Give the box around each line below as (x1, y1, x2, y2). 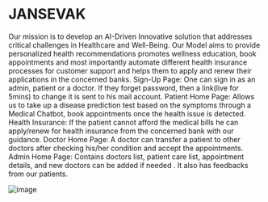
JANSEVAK (8, 5, 86, 23)
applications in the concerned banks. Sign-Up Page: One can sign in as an (8, 74, 256, 84)
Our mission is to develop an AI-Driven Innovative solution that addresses (8, 32, 253, 41)
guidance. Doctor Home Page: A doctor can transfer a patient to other (8, 134, 241, 144)
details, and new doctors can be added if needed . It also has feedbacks (8, 160, 249, 170)
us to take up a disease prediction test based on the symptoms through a (8, 100, 252, 110)
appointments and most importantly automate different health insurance (8, 57, 248, 67)
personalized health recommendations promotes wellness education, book (8, 48, 257, 58)
